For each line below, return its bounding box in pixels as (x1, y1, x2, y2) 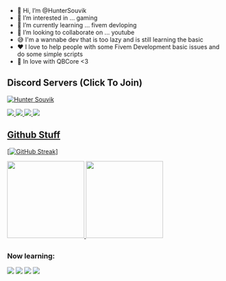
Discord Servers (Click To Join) (7, 77, 142, 89)
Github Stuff (7, 129, 60, 141)
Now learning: (7, 252, 55, 261)
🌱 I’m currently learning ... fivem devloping (16, 21, 137, 29)
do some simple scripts (16, 50, 84, 58)
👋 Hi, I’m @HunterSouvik (16, 7, 87, 14)
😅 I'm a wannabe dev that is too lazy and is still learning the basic (16, 36, 204, 44)
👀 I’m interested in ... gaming (16, 14, 98, 22)
